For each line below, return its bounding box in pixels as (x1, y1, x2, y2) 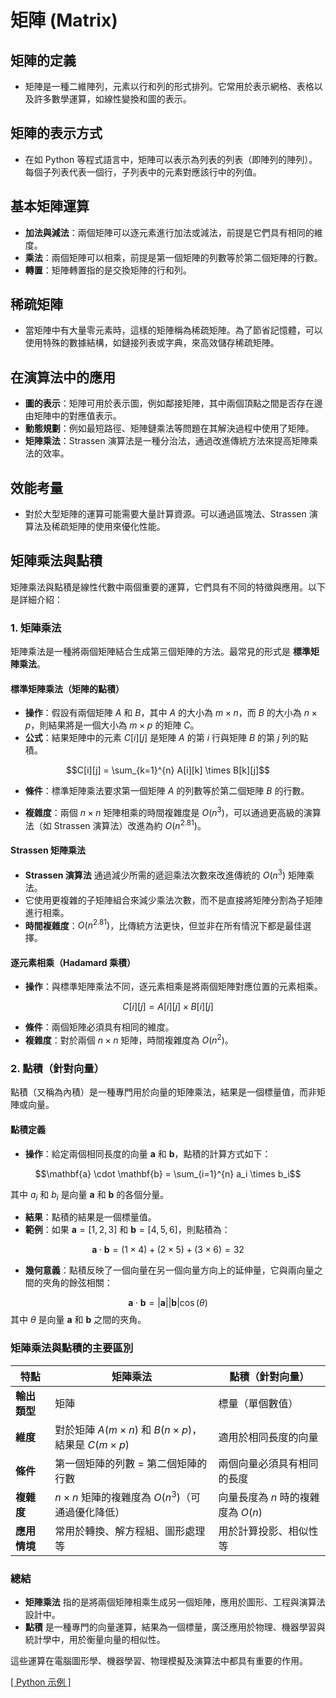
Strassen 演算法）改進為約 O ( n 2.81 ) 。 (53, 818, 207, 831)
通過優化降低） (54, 1505, 126, 1519)
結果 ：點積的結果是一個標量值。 (24, 1211, 157, 1223)
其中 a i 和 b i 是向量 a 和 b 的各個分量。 (10, 1188, 170, 1203)
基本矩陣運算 (10, 198, 90, 215)
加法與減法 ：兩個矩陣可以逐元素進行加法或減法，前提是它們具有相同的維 (24, 226, 323, 238)
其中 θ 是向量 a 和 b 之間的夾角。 (10, 1314, 147, 1326)
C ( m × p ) (87, 1437, 130, 1451)
